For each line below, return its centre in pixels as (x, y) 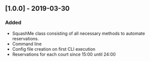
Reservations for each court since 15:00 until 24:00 (64, 54)
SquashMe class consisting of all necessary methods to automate (79, 33)
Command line (27, 44)
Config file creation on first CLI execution (54, 49)
